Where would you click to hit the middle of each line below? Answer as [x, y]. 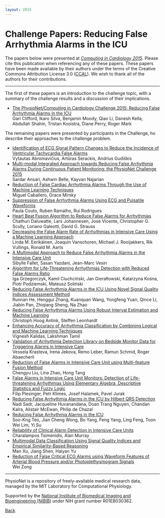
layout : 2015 [18, 10]
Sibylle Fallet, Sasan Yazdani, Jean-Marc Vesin [59, 263]
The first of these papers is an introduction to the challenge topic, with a [78, 93]
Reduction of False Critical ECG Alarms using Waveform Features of [81, 456]
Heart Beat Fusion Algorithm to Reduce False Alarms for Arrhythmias [82, 216]
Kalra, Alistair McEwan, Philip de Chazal [53, 409]
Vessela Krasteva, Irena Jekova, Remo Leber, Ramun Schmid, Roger [81, 352]
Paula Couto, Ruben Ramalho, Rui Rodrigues [57, 211]
